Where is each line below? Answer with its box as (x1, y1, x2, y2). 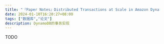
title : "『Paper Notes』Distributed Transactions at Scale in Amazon (5, 7, 148, 12)
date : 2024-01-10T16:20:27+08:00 (5, 12, 73, 17)
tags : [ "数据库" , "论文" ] (5, 16, 52, 21)
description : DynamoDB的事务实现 (5, 21, 70, 26)
